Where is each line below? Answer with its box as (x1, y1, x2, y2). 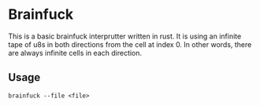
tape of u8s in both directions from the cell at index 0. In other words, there (8, 39, 252, 49)
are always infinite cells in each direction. (8, 48, 143, 57)
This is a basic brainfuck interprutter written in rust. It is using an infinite (8, 31, 242, 41)
